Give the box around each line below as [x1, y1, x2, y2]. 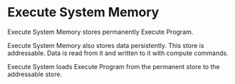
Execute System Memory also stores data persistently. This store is [7, 41, 204, 49]
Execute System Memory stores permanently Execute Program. [7, 28, 194, 36]
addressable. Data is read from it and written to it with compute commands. [7, 49, 229, 57]
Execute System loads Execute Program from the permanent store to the [7, 62, 220, 71]
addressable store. [7, 70, 63, 78]
